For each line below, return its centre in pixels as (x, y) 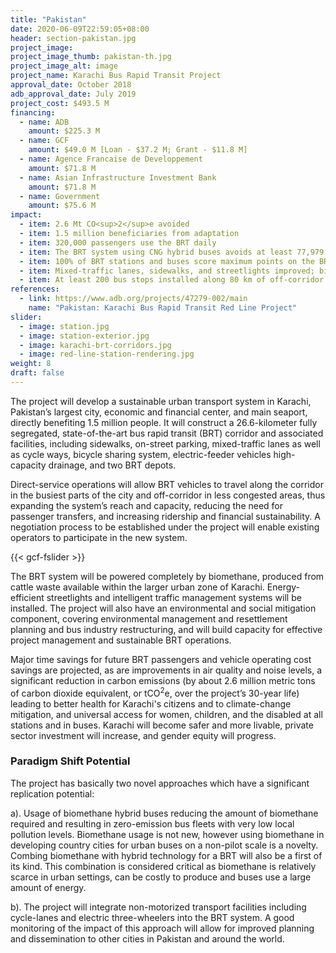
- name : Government (60, 196)
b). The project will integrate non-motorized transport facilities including (158, 907)
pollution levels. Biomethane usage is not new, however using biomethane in (167, 834)
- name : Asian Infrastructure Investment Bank (118, 177)
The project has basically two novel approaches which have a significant (160, 783)
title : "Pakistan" (48, 19)
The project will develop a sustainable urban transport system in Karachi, (161, 401)
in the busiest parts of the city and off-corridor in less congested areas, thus (168, 495)
